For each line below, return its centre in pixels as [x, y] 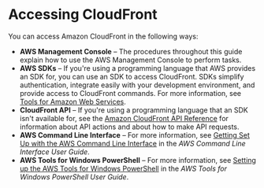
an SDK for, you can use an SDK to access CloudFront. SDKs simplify [132, 76]
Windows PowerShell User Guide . [74, 177]
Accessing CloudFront [83, 15]
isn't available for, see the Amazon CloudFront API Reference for [124, 118]
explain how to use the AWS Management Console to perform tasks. [130, 60]
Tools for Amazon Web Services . [73, 101]
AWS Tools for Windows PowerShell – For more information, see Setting [138, 160]
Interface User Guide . [55, 152]
